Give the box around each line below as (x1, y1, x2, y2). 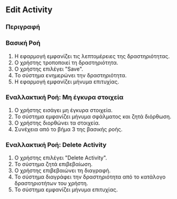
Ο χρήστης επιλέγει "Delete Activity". (14, 154, 107, 161)
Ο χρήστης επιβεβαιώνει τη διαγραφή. (14, 167, 111, 174)
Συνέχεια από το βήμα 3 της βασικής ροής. (14, 125, 123, 132)
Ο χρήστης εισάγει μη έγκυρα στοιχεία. (14, 106, 113, 113)
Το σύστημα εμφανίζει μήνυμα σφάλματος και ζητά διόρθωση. (14, 113, 172, 120)
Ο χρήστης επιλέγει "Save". (14, 65, 83, 73)
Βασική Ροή (5, 39, 41, 47)
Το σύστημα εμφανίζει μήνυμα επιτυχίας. (14, 186, 118, 194)
